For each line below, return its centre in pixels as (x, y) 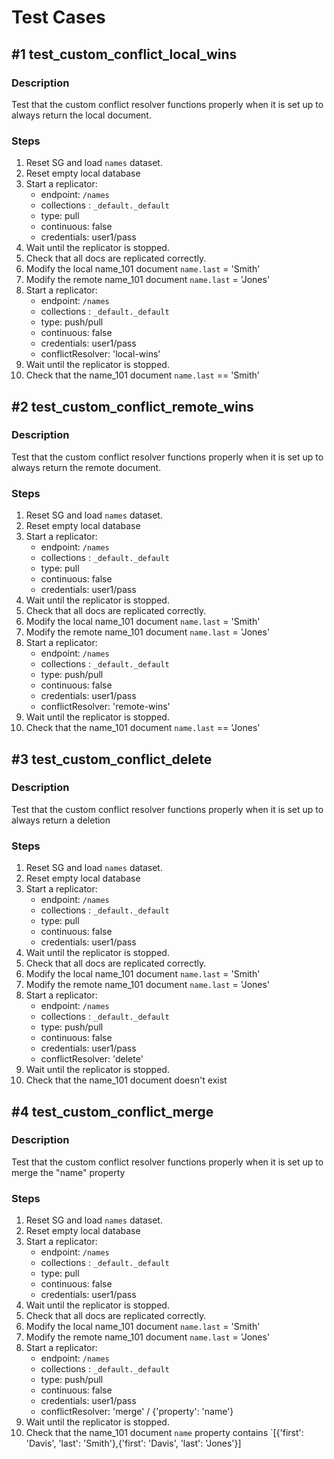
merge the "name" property (68, 1172)
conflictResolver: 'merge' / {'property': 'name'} (137, 1412)
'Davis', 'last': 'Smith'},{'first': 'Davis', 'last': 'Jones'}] (133, 1443)
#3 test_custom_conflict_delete (112, 759)
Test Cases (58, 17)
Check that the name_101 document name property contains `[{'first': (164, 1433)
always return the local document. (81, 115)
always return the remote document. (86, 467)
